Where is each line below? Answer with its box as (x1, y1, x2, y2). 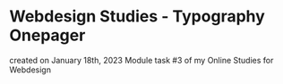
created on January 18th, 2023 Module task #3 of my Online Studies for (9, 55, 274, 65)
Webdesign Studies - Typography (9, 6, 266, 27)
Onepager (9, 25, 86, 46)
